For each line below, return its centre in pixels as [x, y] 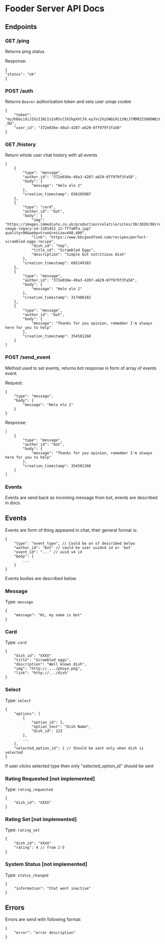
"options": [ [27, 714]
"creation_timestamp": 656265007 [57, 194]
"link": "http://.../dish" [41, 673]
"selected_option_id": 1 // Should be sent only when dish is [79, 748]
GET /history [20, 145]
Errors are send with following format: [43, 919]
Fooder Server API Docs [55, 9]
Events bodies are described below [41, 578]
